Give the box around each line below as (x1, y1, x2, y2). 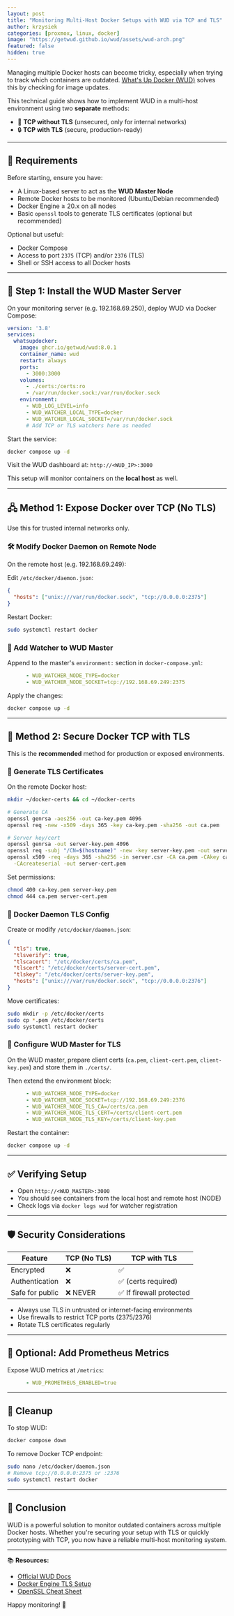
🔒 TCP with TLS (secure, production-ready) (17, 125, 143, 133)
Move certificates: (7, 996, 59, 1005)
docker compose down (7, 1437, 68, 1444)
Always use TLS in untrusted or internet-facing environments (17, 1305, 193, 1314)
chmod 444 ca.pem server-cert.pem (7, 893, 108, 900)
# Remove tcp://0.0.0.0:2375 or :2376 (7, 1469, 120, 1476)
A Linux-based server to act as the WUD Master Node (17, 186, 173, 195)
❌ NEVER (65, 1287, 96, 1297)
